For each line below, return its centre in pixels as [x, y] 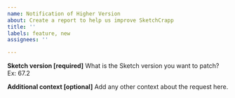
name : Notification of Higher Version [64, 14]
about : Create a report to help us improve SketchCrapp [90, 20]
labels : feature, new [39, 33]
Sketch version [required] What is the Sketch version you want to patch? [113, 66]
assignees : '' [28, 40]
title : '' [22, 27]
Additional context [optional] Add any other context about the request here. [118, 87]
